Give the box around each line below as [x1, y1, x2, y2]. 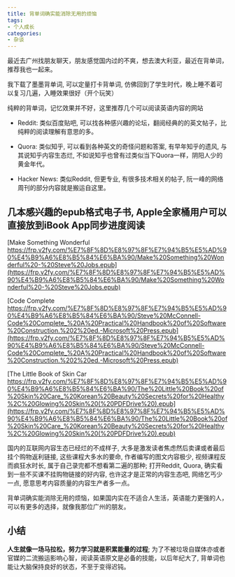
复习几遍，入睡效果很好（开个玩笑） [13, 89, 117, 97]
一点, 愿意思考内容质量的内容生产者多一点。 [7, 478, 134, 487]
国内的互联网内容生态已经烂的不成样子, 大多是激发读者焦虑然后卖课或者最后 [7, 443, 225, 452]
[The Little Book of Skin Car [7, 369, 87, 378]
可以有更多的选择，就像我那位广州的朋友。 [7, 502, 130, 510]
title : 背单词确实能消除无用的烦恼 [7, 10, 97, 18]
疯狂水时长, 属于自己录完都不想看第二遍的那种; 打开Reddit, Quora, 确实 [13, 461, 217, 470]
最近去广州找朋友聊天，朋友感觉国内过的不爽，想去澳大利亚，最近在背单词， [7, 57, 228, 65]
